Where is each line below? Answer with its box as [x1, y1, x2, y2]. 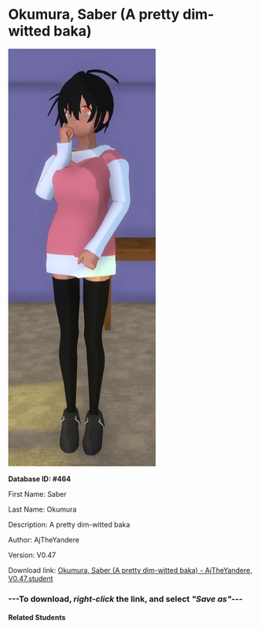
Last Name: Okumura [8, 505, 77, 514]
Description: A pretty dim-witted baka [8, 520, 130, 529]
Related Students [8, 613, 66, 622]
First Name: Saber [8, 489, 67, 498]
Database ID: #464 [8, 474, 72, 483]
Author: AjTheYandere [8, 534, 80, 544]
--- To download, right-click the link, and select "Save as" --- [8, 593, 244, 604]
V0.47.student [8, 574, 53, 583]
